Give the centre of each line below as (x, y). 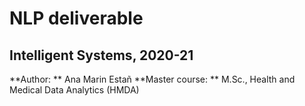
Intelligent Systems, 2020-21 (101, 55)
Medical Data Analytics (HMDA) (74, 90)
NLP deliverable (76, 18)
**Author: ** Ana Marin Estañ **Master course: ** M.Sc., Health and (152, 79)
